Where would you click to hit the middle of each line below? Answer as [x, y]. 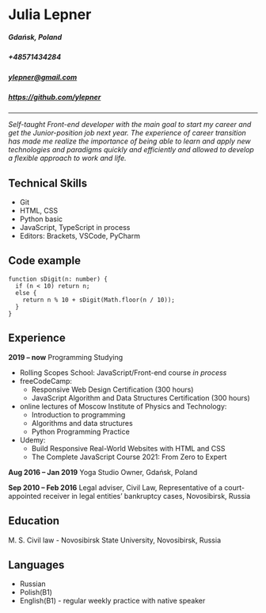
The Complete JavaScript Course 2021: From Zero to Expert [129, 457]
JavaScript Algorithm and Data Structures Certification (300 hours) [141, 397]
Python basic [41, 219]
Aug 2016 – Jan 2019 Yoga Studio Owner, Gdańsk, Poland [103, 472]
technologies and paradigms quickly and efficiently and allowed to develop [131, 150]
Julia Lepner [50, 15]
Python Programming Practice [81, 431]
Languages [36, 565]
